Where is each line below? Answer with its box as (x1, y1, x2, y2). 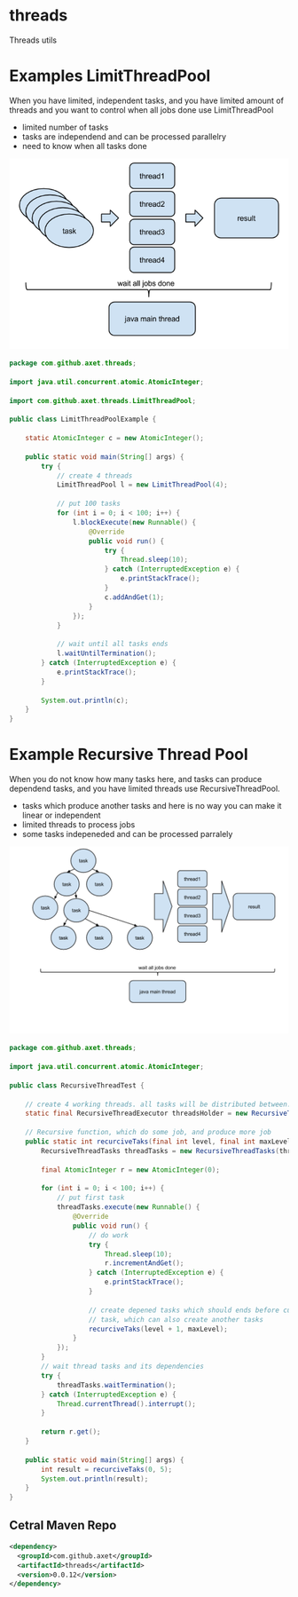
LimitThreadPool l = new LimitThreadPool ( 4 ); (56, 480, 228, 489)
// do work (88, 1230, 129, 1239)
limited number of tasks (21, 122, 109, 132)
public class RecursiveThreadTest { (9, 1080, 145, 1090)
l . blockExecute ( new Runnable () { (72, 518, 197, 526)
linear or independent (21, 810, 101, 821)
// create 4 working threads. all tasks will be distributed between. (25, 1100, 292, 1109)
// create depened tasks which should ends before (88, 1306, 279, 1315)
